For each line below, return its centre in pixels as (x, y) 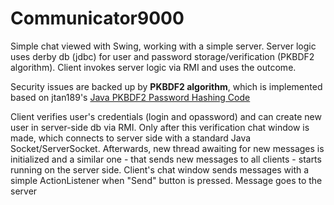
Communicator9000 (97, 18)
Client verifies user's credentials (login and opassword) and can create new (166, 116)
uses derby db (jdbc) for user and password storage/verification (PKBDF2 (162, 56)
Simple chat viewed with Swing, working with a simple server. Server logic (163, 46)
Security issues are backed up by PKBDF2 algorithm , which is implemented (166, 86)
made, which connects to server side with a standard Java (131, 138)
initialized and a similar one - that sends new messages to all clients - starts (166, 159)
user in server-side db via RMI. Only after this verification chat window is (160, 127)
